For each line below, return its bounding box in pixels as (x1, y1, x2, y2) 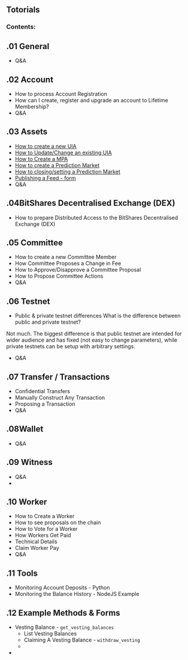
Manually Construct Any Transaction (14, 394, 105, 401)
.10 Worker (6, 497, 47, 507)
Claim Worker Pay (14, 545, 60, 552)
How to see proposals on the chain (14, 519, 101, 526)
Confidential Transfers (14, 388, 71, 394)
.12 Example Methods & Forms (6, 607, 121, 618)
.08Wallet (6, 424, 44, 434)
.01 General (6, 41, 50, 51)
